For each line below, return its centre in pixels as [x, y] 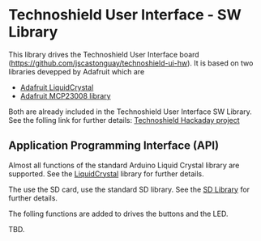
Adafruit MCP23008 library [65, 95]
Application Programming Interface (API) [114, 146]
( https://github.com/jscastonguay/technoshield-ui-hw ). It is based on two [131, 63]
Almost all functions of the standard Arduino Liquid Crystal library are [124, 165]
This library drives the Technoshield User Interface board [104, 54]
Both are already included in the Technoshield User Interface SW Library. [130, 112]
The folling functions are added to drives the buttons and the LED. [118, 214]
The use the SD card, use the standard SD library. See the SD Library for [129, 189]
